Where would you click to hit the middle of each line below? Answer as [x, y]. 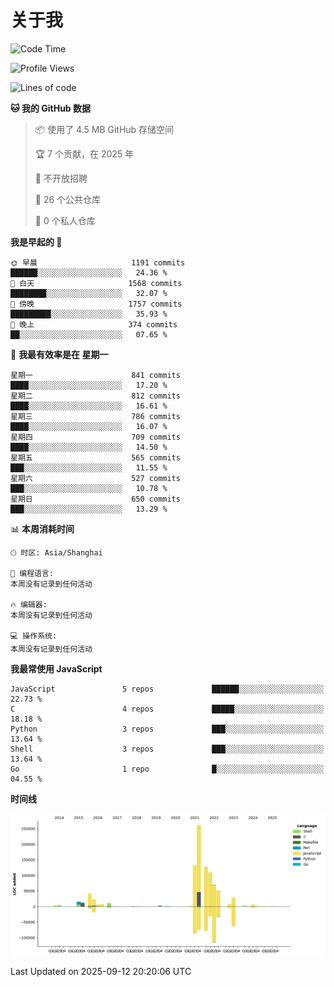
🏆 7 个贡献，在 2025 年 [84, 153]
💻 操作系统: [34, 636]
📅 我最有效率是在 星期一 [59, 354]
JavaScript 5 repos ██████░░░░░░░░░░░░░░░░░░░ [167, 689]
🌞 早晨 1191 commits [98, 262]
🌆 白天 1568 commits [96, 283]
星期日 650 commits [95, 499]
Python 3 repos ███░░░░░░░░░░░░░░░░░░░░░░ [167, 729]
